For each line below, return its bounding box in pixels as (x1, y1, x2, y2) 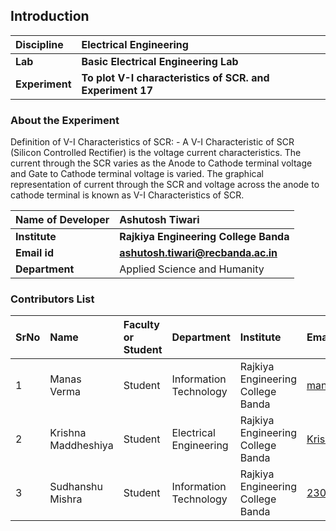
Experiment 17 (81, 83, 153, 97)
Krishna (49, 426, 87, 440)
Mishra (49, 492, 83, 506)
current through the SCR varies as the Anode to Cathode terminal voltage (10, 157, 313, 169)
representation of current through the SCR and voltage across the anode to (10, 179, 320, 191)
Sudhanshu (49, 480, 104, 494)
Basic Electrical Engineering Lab (81, 54, 239, 68)
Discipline (15, 37, 64, 51)
